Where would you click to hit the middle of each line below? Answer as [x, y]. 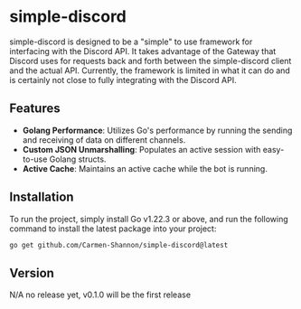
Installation [42, 197]
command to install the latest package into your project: [113, 229]
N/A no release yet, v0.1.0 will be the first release [100, 295]
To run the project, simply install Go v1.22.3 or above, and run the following [149, 219]
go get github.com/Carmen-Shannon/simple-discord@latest [119, 245]
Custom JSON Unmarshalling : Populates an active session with [141, 149]
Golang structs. [78, 159]
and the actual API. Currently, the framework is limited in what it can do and [150, 70]
